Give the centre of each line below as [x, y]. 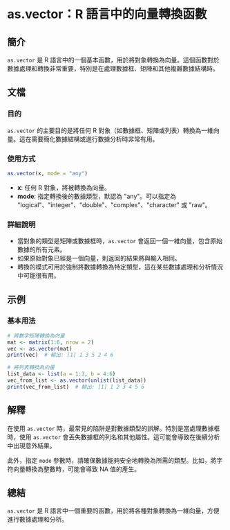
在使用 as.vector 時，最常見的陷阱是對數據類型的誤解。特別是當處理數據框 [114, 428]
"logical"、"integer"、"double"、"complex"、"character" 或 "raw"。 [114, 204]
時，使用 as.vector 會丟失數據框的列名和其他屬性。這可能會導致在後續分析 [114, 436]
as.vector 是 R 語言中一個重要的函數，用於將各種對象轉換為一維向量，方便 [113, 511]
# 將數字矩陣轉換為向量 [36, 336]
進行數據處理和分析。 [37, 520]
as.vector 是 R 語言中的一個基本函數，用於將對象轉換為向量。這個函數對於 [113, 60]
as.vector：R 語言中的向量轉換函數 [107, 14]
